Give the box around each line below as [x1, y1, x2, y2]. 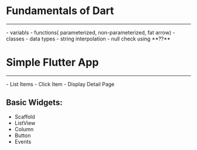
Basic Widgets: [6, 98, 63, 108]
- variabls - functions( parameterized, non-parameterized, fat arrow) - [6, 29, 175, 36]
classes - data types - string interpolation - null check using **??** [6, 35, 171, 42]
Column [14, 125, 34, 132]
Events [14, 138, 32, 145]
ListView [14, 119, 36, 127]
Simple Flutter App [6, 56, 99, 69]
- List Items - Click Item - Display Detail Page [6, 80, 115, 87]
